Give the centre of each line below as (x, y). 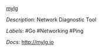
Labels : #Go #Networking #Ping (45, 31)
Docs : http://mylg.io (30, 42)
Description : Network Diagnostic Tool (51, 19)
